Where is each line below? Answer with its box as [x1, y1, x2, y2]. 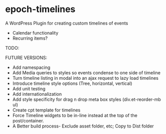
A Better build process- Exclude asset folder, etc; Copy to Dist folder [12, 123, 154, 129]
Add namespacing [12, 64, 51, 70]
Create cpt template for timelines [12, 107, 81, 113]
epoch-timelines [5, 4, 76, 15]
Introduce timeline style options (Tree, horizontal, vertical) [12, 80, 132, 86]
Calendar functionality [12, 30, 59, 36]
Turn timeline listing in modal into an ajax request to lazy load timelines [12, 75, 159, 81]
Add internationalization [12, 91, 62, 97]
